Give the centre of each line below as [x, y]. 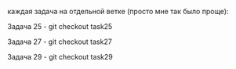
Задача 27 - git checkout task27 [60, 42]
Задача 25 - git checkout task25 [60, 26]
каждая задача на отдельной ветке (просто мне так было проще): [118, 11]
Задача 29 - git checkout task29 [60, 57]
